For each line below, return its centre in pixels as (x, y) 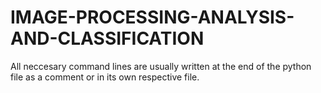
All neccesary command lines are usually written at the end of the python (161, 66)
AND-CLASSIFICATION (107, 38)
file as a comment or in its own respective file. (105, 77)
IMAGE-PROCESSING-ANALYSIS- (152, 17)
